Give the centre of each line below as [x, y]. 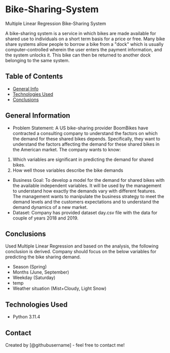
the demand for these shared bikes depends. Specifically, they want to [87, 139]
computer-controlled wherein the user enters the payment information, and [84, 49]
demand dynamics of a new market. [50, 207]
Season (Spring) [30, 267]
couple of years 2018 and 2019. [45, 218]
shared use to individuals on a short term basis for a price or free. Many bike [85, 39]
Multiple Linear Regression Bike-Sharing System [56, 23]
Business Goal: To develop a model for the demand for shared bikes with [89, 180]
